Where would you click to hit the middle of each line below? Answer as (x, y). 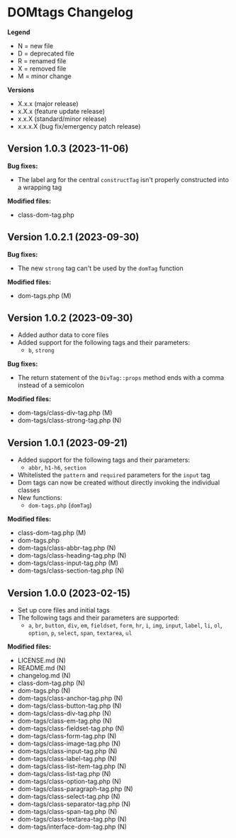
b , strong (41, 350)
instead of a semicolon (51, 386)
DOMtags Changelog (70, 12)
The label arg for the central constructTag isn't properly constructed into (123, 179)
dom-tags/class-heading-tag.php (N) (72, 556)
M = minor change (45, 76)
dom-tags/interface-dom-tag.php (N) (72, 827)
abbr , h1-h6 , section (57, 467)
